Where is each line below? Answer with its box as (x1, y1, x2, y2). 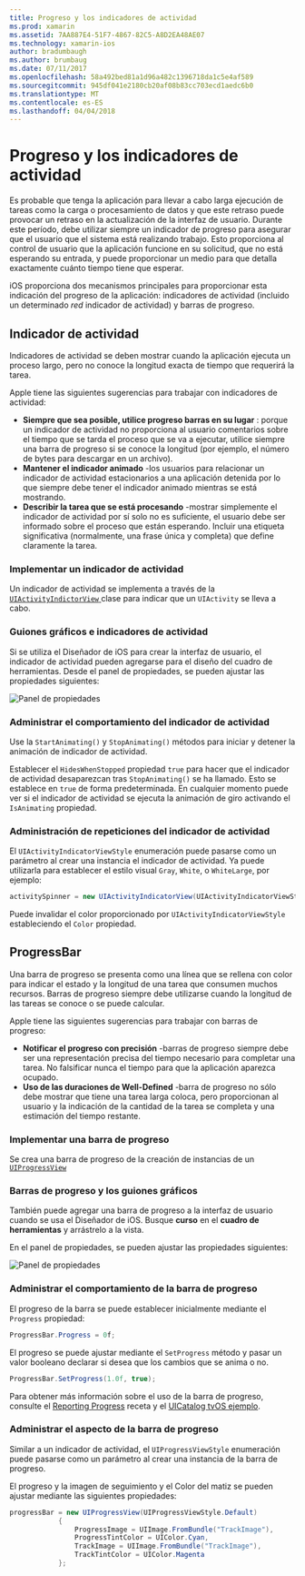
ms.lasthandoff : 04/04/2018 (9, 106, 116, 116)
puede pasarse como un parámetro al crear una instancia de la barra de (9, 1453, 279, 1464)
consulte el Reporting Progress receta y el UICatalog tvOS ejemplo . (9, 1400, 261, 1411)
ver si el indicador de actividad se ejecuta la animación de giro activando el (9, 793, 290, 803)
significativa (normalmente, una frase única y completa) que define (22, 530, 274, 541)
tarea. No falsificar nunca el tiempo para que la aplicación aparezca (22, 1062, 276, 1073)
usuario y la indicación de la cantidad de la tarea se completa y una (22, 1100, 275, 1111)
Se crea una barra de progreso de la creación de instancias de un (9, 1154, 255, 1165)
